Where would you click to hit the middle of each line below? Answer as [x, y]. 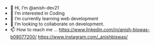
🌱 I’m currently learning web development [54, 18]
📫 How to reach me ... [34, 30]
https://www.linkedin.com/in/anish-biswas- [104, 30]
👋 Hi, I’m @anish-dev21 [35, 8]
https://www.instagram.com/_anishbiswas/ [83, 37]
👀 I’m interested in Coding [37, 13]
